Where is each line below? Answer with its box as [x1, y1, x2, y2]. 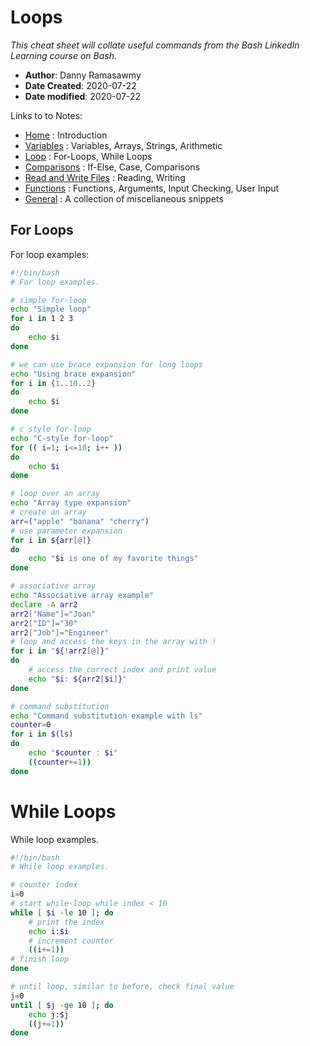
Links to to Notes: [10, 109, 83, 121]
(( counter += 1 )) [28, 757, 92, 767]
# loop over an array [10, 489, 101, 499]
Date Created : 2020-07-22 [24, 79, 137, 91]
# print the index [28, 917, 105, 927]
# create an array [10, 507, 87, 517]
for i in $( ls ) [10, 729, 74, 740]
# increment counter [28, 936, 114, 946]
